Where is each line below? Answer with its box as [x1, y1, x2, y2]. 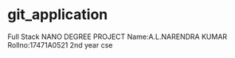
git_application [7, 6, 108, 24]
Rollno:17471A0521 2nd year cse [7, 40, 113, 49]
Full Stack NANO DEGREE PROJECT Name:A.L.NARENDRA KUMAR [7, 32, 228, 41]
